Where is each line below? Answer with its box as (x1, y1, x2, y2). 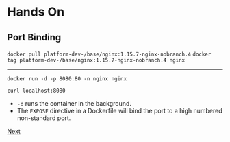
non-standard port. (16, 114, 71, 122)
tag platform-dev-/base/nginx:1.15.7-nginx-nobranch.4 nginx (7, 57, 186, 64)
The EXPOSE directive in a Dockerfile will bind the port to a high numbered (16, 107, 222, 115)
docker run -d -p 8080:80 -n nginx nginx (7, 75, 127, 82)
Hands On (7, 4, 65, 20)
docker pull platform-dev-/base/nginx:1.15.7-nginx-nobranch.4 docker (7, 51, 212, 58)
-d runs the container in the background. (16, 99, 132, 107)
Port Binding (7, 32, 62, 43)
